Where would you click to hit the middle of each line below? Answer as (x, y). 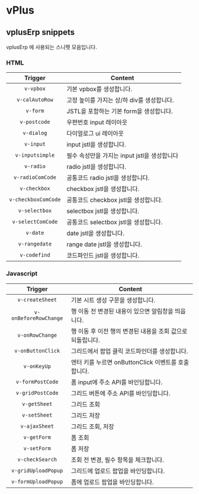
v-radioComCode (35, 177)
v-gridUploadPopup (37, 470)
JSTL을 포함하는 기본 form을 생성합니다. (120, 111)
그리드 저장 (86, 415)
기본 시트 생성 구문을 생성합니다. (113, 300)
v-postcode (35, 122)
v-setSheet (37, 415)
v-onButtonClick (37, 351)
